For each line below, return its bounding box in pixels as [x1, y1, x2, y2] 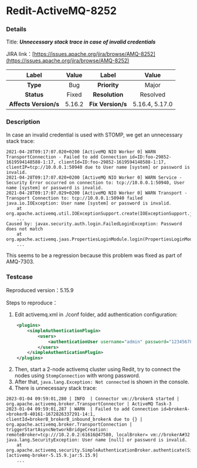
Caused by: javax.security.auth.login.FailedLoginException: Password [6, 220, 182, 227]
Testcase [6, 272, 33, 280]
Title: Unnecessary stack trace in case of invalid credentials [6, 38, 156, 45]
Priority [97, 81, 119, 89]
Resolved [140, 91, 166, 99]
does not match [6, 226, 43, 232]
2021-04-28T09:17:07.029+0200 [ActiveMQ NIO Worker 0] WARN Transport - [6, 190, 188, 196]
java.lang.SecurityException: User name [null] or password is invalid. [6, 437, 188, 443]
